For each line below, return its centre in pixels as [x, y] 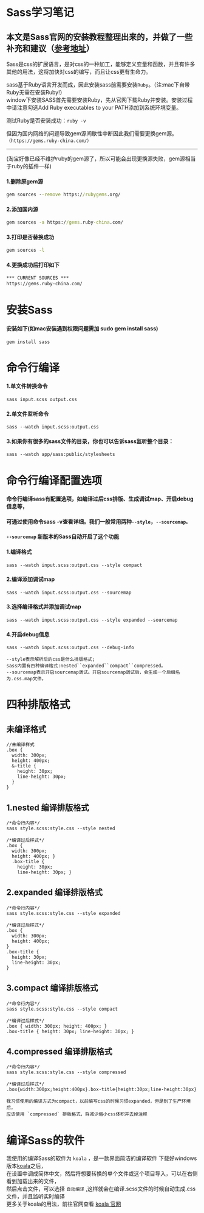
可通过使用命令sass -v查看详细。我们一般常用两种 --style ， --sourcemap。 [98, 521]
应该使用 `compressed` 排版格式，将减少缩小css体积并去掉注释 [77, 1114]
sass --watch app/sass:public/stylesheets [61, 455]
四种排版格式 [39, 705]
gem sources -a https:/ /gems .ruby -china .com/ [65, 222]
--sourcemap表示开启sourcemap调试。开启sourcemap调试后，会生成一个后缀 [91, 672]
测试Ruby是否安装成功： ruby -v [46, 120]
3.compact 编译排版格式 [52, 988]
